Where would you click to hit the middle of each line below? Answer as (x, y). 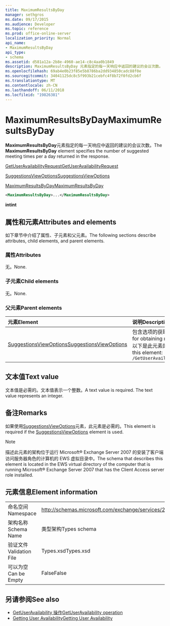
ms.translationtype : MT (30, 81)
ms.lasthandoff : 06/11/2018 (35, 90)
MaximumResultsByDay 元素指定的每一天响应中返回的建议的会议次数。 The (84, 145)
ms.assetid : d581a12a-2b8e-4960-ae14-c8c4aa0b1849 (60, 62)
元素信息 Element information (51, 492)
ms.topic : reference (27, 29)
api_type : (16, 52)
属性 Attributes (23, 255)
